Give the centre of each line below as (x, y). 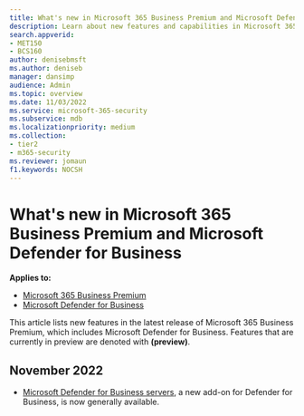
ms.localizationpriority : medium (72, 128)
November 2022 (57, 370)
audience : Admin (40, 85)
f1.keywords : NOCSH (46, 169)
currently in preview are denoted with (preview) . (100, 342)
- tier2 (24, 144)
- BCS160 (26, 52)
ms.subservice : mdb (46, 119)
